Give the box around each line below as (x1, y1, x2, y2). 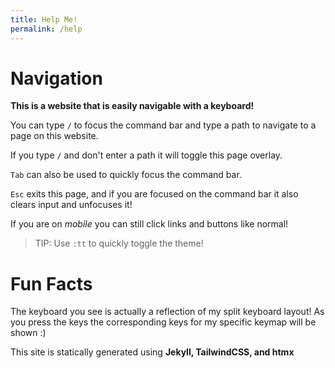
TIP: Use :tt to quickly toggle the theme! (34, 237, 204, 250)
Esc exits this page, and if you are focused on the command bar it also (10, 188, 299, 200)
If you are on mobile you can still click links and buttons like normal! (10, 218, 289, 230)
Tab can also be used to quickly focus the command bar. (10, 169, 242, 181)
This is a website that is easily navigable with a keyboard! (10, 100, 255, 112)
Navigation (10, 67, 103, 90)
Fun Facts (10, 272, 93, 295)
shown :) (10, 327, 47, 339)
